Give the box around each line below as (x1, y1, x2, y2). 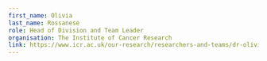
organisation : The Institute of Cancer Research (8, 33, 172, 42)
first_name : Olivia (8, 11, 73, 20)
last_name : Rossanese (8, 19, 80, 27)
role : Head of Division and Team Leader (8, 26, 145, 34)
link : (8, 41, 26, 49)
